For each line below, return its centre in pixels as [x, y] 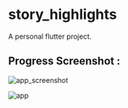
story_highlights [62, 15]
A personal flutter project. [50, 36]
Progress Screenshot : [64, 61]
